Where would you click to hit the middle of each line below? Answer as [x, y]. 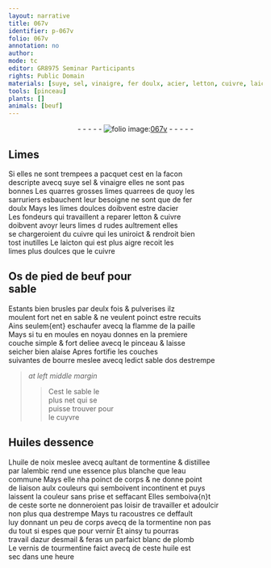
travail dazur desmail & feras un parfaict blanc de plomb [102, 539]
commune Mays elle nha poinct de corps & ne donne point [106, 479]
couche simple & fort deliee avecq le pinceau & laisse [97, 343]
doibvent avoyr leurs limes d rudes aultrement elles [93, 225]
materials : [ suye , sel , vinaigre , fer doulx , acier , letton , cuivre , [128, 83]
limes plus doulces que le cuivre [62, 250]
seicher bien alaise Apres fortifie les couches [83, 351]
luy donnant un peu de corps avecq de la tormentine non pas [110, 522]
